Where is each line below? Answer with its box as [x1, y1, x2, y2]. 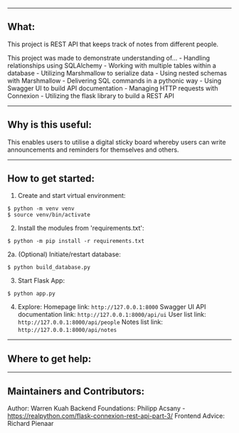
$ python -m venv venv [7, 205, 75, 212]
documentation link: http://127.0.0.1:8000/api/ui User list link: [17, 311, 206, 319]
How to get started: [7, 172, 95, 185]
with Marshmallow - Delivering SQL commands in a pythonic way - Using [7, 76, 222, 85]
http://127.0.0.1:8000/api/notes [17, 327, 117, 334]
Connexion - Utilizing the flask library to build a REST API [7, 91, 174, 100]
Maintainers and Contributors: [7, 385, 145, 397]
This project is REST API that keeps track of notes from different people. [7, 40, 219, 48]
